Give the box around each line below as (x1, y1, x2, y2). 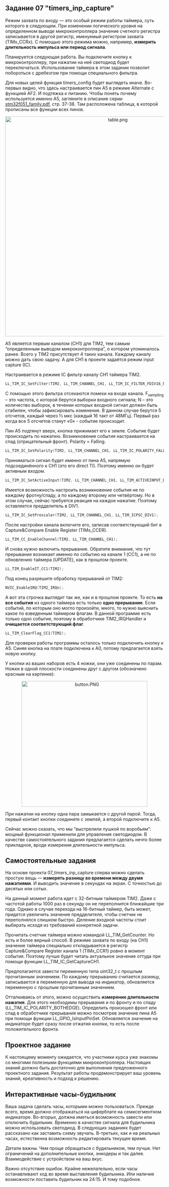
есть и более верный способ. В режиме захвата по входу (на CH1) (5, 937, 148, 943)
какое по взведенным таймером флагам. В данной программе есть (5, 610, 151, 616)
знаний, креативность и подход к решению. (5, 1075, 100, 1081)
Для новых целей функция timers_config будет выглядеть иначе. (5, 79, 144, 85)
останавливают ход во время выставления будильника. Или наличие (5, 1171, 154, 1177)
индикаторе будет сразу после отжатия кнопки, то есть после (5, 1021, 140, 1027)
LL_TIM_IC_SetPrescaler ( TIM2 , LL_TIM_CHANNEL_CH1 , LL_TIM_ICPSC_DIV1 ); (5, 513, 158, 518)
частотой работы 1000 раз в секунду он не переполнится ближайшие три (5, 901, 164, 907)
